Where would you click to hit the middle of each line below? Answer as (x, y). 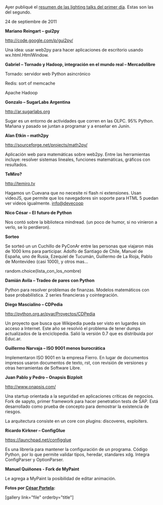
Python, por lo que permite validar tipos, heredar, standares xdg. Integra (77, 454)
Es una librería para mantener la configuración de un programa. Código (76, 449)
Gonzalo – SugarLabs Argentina (38, 102)
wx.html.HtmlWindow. (27, 55)
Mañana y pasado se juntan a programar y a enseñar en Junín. (68, 126)
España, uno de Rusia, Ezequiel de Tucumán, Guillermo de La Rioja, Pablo (79, 256)
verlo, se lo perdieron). (28, 227)
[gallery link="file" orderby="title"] (39, 497)
